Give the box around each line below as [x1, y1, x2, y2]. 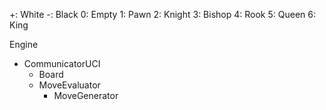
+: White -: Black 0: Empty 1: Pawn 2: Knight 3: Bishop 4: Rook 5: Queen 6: [9, 9, 316, 20]
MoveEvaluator [38, 79, 101, 91]
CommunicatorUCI [23, 58, 101, 69]
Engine [9, 39, 39, 50]
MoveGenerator [53, 90, 119, 101]
